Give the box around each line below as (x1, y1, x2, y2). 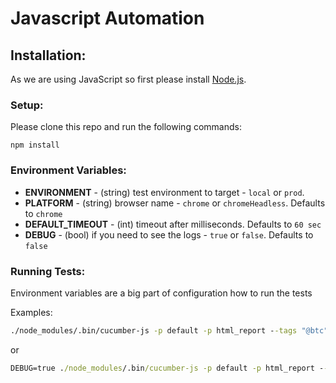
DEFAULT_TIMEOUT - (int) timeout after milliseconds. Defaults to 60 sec (24, 218, 322, 230)
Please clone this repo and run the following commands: (10, 121, 242, 133)
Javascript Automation (10, 7, 205, 30)
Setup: (10, 98, 44, 112)
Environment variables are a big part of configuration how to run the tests (10, 287, 313, 299)
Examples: (10, 306, 53, 318)
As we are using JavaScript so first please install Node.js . (10, 73, 247, 85)
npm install (10, 140, 60, 151)
